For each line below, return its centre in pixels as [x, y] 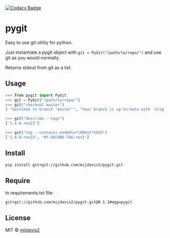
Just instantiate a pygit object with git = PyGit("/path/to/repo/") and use [83, 52]
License [18, 218]
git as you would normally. [33, 57]
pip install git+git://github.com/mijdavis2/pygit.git [64, 165]
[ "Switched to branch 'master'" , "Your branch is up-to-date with [78, 109]
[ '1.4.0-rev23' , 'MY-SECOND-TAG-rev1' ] [47, 137]
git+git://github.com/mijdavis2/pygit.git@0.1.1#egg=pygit [69, 202]
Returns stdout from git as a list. [38, 67]
